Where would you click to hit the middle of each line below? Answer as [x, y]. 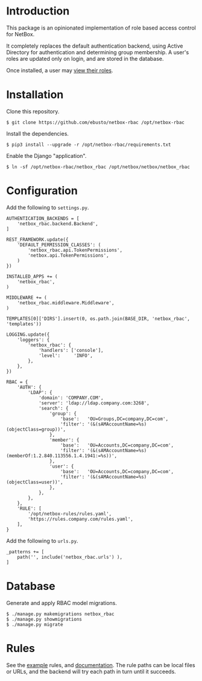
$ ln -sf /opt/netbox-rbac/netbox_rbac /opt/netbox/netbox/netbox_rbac [98, 167]
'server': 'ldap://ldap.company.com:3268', [94, 403]
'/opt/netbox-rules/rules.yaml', [70, 513]
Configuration [42, 191]
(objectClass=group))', [36, 429]
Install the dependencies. [38, 133]
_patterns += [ [25, 552]
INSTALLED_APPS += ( [32, 276]
